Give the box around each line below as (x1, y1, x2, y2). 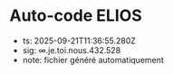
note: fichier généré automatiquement (22, 54, 165, 65)
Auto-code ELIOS (9, 5, 142, 26)
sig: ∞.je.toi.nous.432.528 (22, 44, 121, 55)
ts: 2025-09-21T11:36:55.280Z (22, 35, 136, 46)
